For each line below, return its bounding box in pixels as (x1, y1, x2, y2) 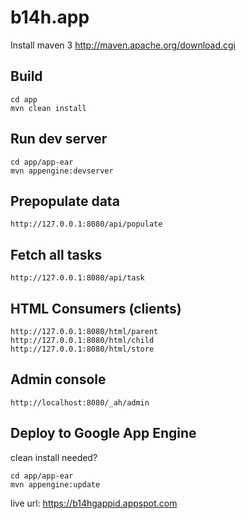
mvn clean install (10, 103, 87, 113)
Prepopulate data (10, 192, 120, 210)
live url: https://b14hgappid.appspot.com (10, 497, 178, 509)
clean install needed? (10, 451, 98, 463)
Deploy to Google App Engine (10, 425, 197, 442)
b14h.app (10, 6, 90, 29)
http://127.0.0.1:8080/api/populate (10, 219, 163, 230)
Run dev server (10, 131, 108, 148)
